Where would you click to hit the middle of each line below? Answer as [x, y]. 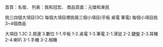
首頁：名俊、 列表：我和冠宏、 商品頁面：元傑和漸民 [57, 7]
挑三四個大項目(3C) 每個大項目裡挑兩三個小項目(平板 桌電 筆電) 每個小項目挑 [81, 17]
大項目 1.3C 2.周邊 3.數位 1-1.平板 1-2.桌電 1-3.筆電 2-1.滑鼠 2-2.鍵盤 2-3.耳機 [82, 34]
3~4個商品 [16, 23]
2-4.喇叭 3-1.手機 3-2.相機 [31, 40]
